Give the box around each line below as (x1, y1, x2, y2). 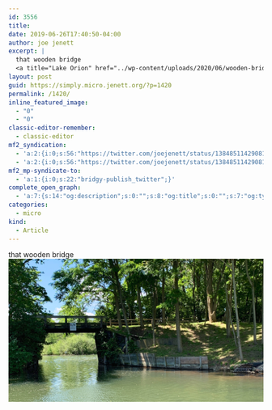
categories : (8, 201, 49, 209)
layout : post (8, 73, 53, 81)
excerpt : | (8, 47, 45, 56)
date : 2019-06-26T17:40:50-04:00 (8, 30, 121, 38)
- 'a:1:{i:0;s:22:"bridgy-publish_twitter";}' (15, 175, 176, 184)
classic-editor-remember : (8, 124, 96, 133)
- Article (15, 226, 49, 235)
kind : (8, 218, 27, 226)
